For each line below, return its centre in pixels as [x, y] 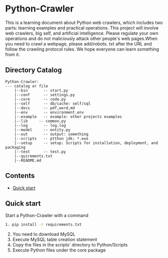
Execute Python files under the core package [59, 250]
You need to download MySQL [44, 234]
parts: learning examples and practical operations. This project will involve [82, 27]
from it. [13, 54]
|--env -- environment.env [49, 112]
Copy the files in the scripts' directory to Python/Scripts [70, 245]
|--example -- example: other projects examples [68, 116]
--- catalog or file [27, 86]
